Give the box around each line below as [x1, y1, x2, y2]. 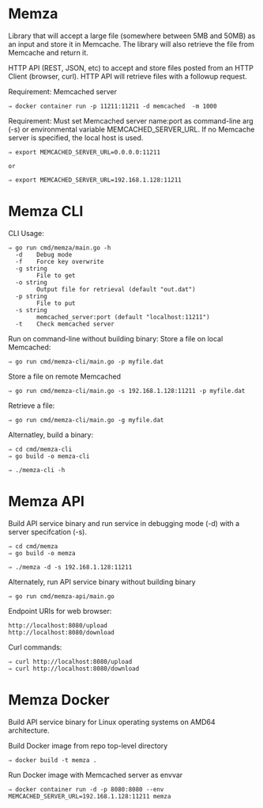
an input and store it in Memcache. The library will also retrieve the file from [8, 39, 254, 48]
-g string [15, 265, 47, 273]
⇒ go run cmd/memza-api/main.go [8, 592, 115, 600]
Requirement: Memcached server [8, 86, 117, 96]
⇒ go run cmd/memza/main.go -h [8, 243, 111, 252]
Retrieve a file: [8, 401, 55, 410]
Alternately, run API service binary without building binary [8, 577, 196, 586]
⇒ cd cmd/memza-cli [8, 445, 73, 453]
